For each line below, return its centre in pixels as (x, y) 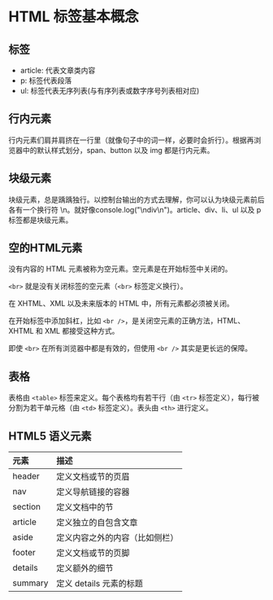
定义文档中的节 (85, 507)
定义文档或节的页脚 (93, 553)
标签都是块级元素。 (41, 220)
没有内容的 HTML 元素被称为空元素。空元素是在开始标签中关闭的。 (120, 269)
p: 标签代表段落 (46, 81)
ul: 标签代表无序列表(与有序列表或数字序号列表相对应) (110, 91)
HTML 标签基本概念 (74, 17)
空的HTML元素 (45, 248)
